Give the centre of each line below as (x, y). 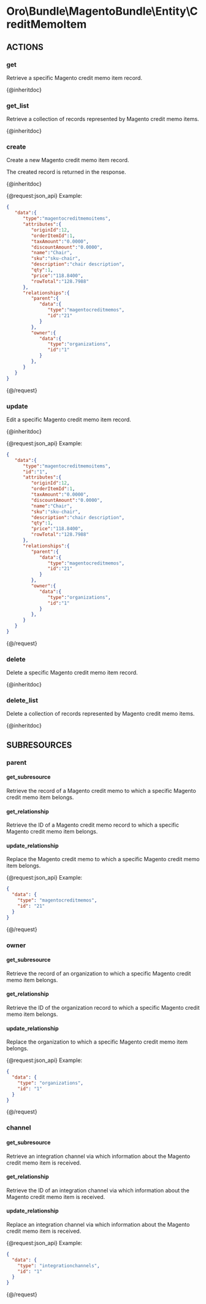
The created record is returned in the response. (67, 172)
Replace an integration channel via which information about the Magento (98, 1224)
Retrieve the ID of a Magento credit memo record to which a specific (93, 825)
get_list (18, 106)
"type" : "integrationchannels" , (59, 1266)
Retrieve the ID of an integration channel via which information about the (98, 1190)
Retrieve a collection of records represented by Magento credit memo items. (103, 119)
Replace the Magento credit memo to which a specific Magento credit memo (103, 859)
